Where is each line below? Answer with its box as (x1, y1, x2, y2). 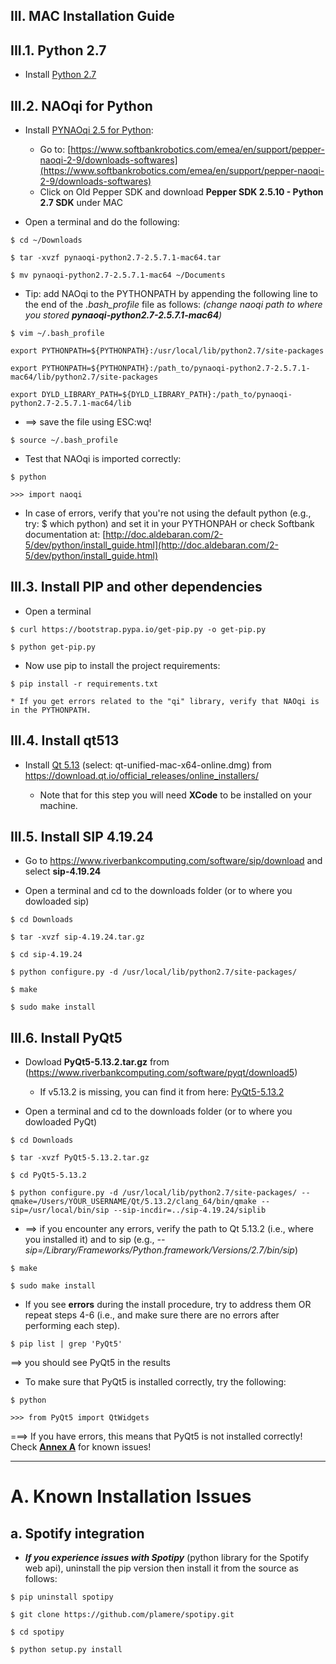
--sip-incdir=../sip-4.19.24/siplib (113, 1205, 267, 1216)
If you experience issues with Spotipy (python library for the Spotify (24, 1552, 310, 1564)
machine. (39, 799, 78, 811)
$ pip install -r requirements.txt (10, 679, 159, 689)
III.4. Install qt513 (10, 732, 120, 749)
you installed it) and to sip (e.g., (24, 1234, 155, 1246)
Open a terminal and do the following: (24, 216, 180, 228)
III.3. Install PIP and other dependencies (10, 579, 263, 596)
